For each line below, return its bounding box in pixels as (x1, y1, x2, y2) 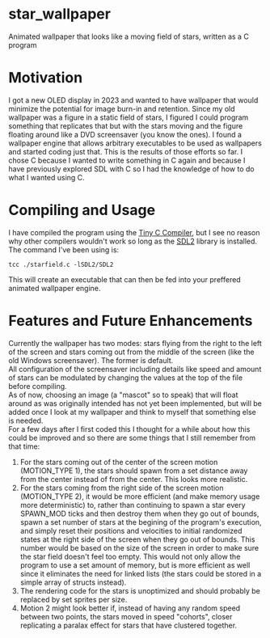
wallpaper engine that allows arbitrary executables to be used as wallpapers (8, 138, 263, 148)
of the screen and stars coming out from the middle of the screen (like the (8, 347, 255, 357)
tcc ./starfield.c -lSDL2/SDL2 (8, 260, 114, 268)
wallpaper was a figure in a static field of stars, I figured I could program (8, 112, 249, 122)
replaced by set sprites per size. (19, 594, 128, 604)
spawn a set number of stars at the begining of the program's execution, (19, 517, 262, 526)
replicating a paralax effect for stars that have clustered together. (19, 620, 237, 630)
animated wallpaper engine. (8, 283, 101, 293)
